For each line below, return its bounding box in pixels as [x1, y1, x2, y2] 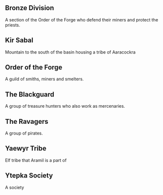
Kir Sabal [5, 36, 33, 44]
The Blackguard [5, 90, 55, 98]
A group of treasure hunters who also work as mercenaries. [5, 103, 125, 109]
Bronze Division [5, 4, 54, 12]
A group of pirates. [5, 130, 43, 136]
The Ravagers [5, 117, 48, 126]
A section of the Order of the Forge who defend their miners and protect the [5, 17, 158, 22]
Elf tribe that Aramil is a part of [5, 157, 67, 163]
